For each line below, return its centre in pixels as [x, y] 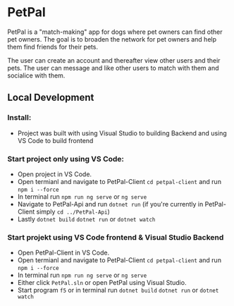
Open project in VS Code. [55, 174]
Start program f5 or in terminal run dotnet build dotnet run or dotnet [118, 290]
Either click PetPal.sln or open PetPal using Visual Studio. [102, 283]
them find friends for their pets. [53, 47]
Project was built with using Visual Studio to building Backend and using [122, 133]
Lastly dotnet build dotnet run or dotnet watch [86, 219]
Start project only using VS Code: [66, 159]
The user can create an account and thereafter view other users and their [114, 60]
